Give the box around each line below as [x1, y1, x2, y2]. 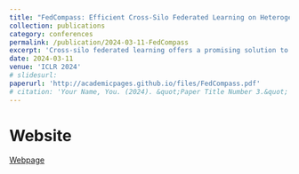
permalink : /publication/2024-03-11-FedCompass [9, 37, 190, 47]
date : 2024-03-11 [9, 54, 74, 63]
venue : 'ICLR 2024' [9, 63, 82, 72]
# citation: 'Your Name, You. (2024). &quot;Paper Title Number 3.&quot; [9, 87, 289, 96]
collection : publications [9, 21, 105, 30]
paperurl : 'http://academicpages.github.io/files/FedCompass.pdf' [9, 79, 261, 88]
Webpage [9, 154, 45, 165]
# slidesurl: [9, 71, 58, 80]
